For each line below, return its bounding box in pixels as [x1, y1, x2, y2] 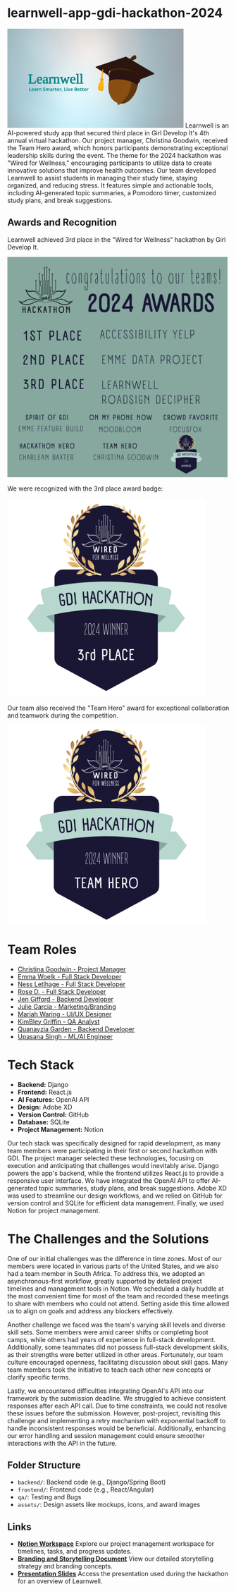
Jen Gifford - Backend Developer [17, 995, 114, 1003]
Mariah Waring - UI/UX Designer [17, 1009, 112, 1018]
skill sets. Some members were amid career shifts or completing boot [7, 1327, 209, 1337]
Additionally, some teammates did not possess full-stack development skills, [7, 1343, 229, 1351]
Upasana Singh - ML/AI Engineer [17, 1032, 113, 1040]
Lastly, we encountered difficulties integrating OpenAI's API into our [7, 1387, 204, 1395]
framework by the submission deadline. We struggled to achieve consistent [7, 1394, 226, 1402]
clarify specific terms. [7, 1372, 70, 1381]
